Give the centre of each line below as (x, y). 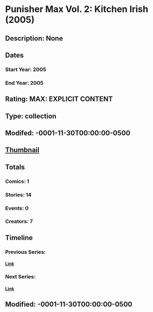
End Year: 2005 (24, 82)
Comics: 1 (17, 181)
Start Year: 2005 (26, 69)
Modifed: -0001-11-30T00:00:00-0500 (68, 133)
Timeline (19, 238)
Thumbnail (22, 150)
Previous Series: (25, 252)
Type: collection (31, 116)
